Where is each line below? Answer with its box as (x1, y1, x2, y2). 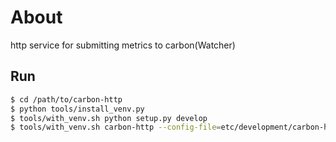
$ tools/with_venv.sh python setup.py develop (10, 113, 208, 123)
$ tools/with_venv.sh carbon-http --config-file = (10, 122, 222, 133)
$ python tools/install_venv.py (10, 104, 145, 114)
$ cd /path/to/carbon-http (10, 94, 123, 105)
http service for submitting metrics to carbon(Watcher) (10, 39, 236, 51)
